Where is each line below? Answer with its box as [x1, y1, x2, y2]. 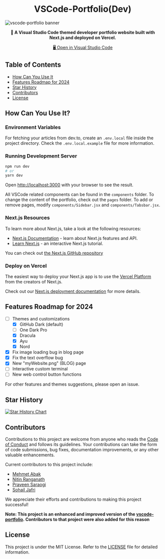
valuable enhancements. [5, 452, 55, 458]
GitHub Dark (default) [19, 321, 64, 327]
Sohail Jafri [12, 487, 35, 493]
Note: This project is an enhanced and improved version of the [5, 511, 135, 517]
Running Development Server [5, 153, 77, 160]
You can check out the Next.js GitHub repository [5, 250, 103, 256]
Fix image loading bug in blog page [12, 349, 84, 355]
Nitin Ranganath [12, 477, 45, 482]
